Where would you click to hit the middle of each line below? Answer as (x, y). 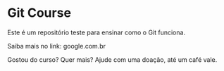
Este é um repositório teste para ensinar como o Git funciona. (96, 32)
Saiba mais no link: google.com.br (56, 46)
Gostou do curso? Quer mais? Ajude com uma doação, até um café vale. (112, 59)
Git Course (39, 13)
